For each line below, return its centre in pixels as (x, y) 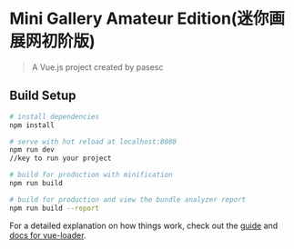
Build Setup (43, 96)
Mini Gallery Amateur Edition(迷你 (139, 19)
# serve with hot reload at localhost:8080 (93, 142)
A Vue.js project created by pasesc (97, 67)
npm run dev (32, 150)
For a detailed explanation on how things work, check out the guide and (144, 225)
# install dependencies (55, 116)
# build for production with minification (91, 175)
